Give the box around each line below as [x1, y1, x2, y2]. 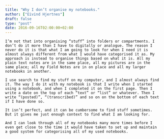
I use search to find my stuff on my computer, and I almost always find [5, 78, 160, 83]
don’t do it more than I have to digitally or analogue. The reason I [5, 43, 153, 48]
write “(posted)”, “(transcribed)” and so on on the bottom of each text [5, 95, 160, 100]
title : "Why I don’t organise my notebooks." [5, 7, 100, 12]
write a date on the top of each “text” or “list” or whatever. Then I [5, 90, 155, 96]
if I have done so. [5, 99, 45, 104]
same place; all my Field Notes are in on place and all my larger [5, 65, 146, 70]
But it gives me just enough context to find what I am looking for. [5, 112, 151, 117]
